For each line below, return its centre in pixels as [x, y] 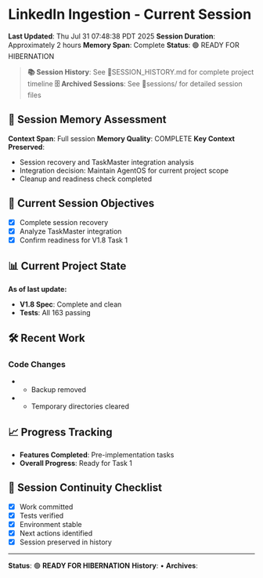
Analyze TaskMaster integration [70, 231]
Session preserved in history [65, 542]
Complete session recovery [64, 222]
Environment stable [50, 524]
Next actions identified [56, 533]
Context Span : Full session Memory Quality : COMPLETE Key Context [121, 138]
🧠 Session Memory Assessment [87, 120]
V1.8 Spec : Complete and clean [70, 304]
